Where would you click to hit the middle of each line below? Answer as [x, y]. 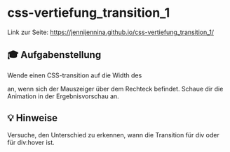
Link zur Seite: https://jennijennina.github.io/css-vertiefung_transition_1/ [111, 32]
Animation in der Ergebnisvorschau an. [63, 96]
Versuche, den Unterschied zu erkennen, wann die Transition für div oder [113, 135]
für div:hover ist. [31, 142]
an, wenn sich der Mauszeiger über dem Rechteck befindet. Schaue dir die [115, 89]
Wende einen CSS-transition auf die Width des [75, 75]
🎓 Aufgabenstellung [54, 55]
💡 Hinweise [33, 118]
